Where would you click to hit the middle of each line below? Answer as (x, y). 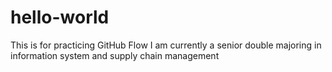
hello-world (60, 17)
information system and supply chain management (115, 55)
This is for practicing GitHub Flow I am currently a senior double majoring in (166, 45)
